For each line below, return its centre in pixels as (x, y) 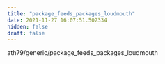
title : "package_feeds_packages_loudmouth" (71, 14)
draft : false (26, 33)
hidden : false (28, 26)
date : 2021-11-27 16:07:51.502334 (57, 20)
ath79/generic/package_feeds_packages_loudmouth (82, 53)
